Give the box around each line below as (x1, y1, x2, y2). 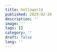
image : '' (5, 21, 26, 26)
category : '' (5, 30, 32, 35)
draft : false (5, 35, 32, 40)
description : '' (5, 16, 39, 21)
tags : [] (5, 26, 23, 31)
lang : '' (5, 40, 23, 45)
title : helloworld (5, 7, 43, 12)
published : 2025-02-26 (5, 12, 52, 17)
